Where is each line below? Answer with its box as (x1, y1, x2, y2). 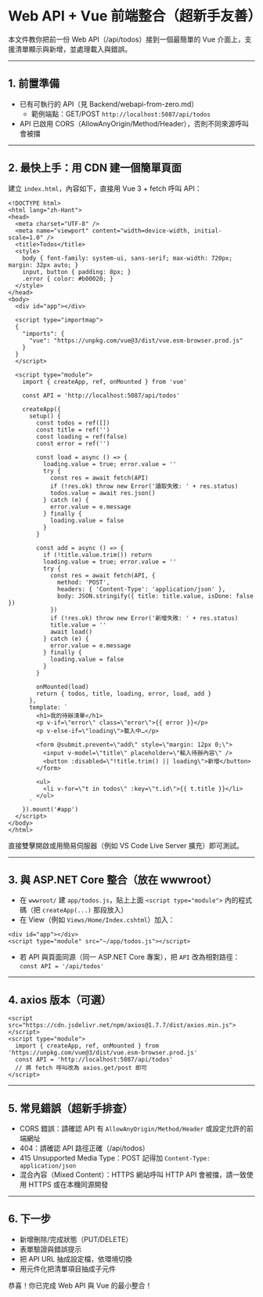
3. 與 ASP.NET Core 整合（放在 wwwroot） (8, 873, 218, 887)
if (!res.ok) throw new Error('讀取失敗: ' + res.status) (49, 482, 239, 490)
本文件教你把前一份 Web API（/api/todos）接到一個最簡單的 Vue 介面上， (8, 35, 245, 44)
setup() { (28, 412, 61, 420)
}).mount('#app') (22, 805, 79, 813)
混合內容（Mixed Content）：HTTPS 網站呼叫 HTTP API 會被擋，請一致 (19, 1170, 247, 1179)
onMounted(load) (36, 683, 89, 690)
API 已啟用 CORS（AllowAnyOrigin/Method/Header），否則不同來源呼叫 (19, 118, 249, 128)
